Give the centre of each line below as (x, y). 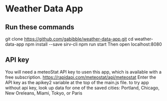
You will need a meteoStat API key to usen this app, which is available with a (83, 72)
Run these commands (40, 27)
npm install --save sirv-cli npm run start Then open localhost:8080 (93, 44)
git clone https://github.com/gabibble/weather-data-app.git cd (69, 39)
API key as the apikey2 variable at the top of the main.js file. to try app (77, 82)
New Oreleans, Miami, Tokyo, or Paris (44, 93)
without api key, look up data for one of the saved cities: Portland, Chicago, (82, 88)
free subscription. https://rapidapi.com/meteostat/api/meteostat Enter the (81, 77)
